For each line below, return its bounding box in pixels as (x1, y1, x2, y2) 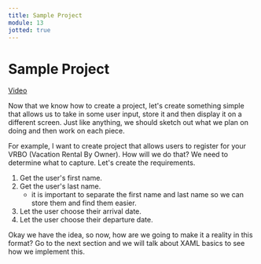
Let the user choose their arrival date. (19, 207, 142, 216)
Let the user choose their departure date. (19, 215, 153, 225)
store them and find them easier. (31, 198, 137, 208)
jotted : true (8, 26, 51, 34)
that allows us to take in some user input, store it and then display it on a (8, 109, 242, 119)
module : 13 (8, 19, 44, 27)
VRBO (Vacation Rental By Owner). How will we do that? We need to (8, 150, 229, 159)
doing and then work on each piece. (8, 126, 126, 136)
